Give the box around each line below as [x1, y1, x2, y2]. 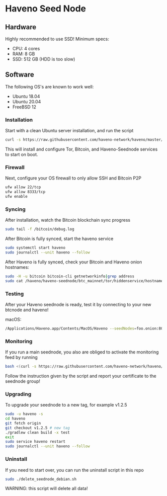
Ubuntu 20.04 [12, 98, 41, 104]
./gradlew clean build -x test [5, 430, 70, 435]
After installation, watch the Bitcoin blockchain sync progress [5, 217, 131, 223]
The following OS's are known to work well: [5, 83, 94, 89]
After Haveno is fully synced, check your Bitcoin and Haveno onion [5, 259, 142, 265]
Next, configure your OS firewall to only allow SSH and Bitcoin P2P [5, 175, 142, 181]
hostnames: [5, 264, 29, 270]
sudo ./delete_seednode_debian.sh [5, 477, 77, 482]
